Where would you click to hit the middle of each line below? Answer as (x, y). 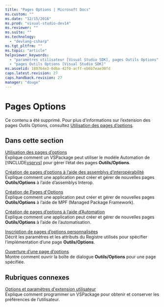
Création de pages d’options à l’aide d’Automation (55, 212)
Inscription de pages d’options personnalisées (52, 232)
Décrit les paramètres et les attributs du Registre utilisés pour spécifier (76, 237)
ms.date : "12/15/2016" (28, 19)
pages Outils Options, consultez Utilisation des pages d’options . (69, 125)
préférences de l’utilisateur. (33, 300)
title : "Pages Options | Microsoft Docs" (48, 10)
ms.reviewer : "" (22, 28)
